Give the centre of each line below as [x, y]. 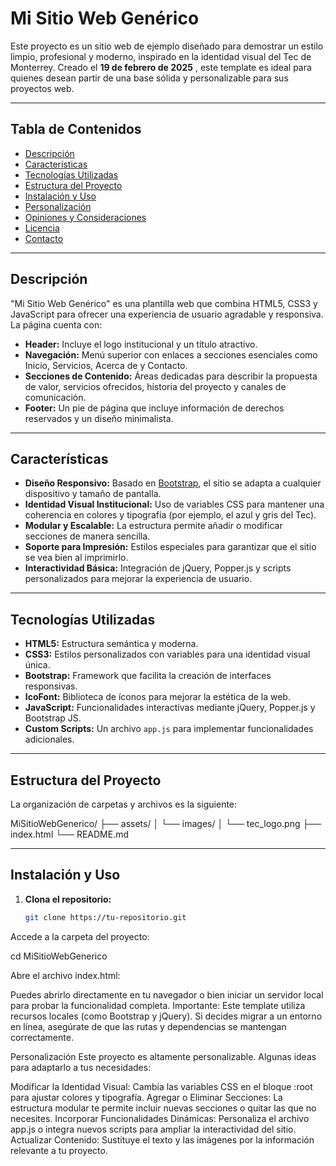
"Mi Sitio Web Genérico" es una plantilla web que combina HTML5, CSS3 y [164, 303]
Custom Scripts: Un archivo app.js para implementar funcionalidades [169, 729]
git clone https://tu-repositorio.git [105, 917]
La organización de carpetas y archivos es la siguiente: [124, 804]
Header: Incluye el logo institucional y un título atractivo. [141, 344]
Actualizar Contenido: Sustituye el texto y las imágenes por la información [162, 1139]
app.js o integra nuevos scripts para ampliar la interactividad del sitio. [153, 1129]
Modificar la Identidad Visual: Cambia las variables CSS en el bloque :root [161, 1086]
